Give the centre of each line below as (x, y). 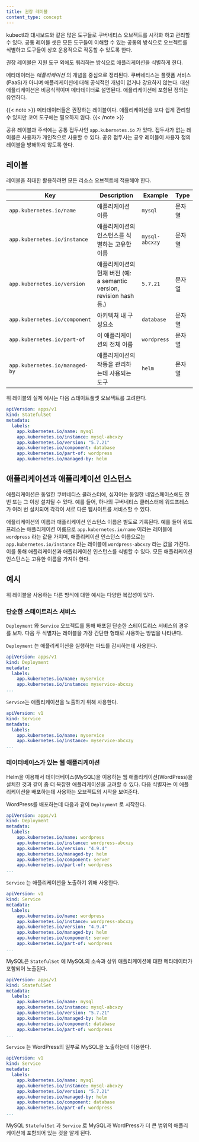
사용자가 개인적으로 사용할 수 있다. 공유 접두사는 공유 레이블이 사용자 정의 (106, 137)
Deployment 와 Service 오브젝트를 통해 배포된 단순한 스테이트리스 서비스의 (92, 625)
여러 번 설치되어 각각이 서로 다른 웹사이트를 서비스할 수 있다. (82, 509)
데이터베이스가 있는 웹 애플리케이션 (53, 763)
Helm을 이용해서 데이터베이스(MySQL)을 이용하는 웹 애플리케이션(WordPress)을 (99, 777)
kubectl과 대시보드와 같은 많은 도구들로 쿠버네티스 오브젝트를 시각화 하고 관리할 (98, 35)
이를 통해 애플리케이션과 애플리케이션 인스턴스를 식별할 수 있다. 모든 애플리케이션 (99, 551)
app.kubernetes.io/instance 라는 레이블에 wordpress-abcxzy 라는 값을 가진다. (98, 544)
